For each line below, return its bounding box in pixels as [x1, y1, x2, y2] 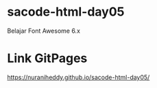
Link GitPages [7, 50, 88, 66]
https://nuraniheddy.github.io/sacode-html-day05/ [7, 73, 150, 81]
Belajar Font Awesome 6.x [7, 27, 81, 35]
